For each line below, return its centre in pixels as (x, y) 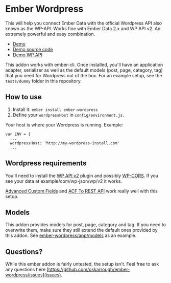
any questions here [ (27, 270)
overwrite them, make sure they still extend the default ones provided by (81, 230)
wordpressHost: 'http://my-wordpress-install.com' (65, 143)
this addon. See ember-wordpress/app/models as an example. (71, 235)
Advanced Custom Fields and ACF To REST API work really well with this (82, 191)
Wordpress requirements (46, 164)
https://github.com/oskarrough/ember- (89, 270)
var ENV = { (18, 134)
